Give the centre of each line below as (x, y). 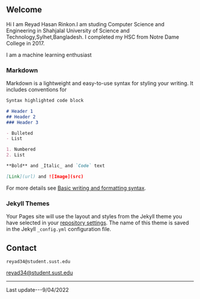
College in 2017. (26, 43)
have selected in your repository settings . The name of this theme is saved (98, 223)
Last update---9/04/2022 (37, 289)
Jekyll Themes (28, 204)
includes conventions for (37, 90)
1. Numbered (21, 149)
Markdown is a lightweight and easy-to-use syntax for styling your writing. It (100, 84)
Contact (21, 248)
